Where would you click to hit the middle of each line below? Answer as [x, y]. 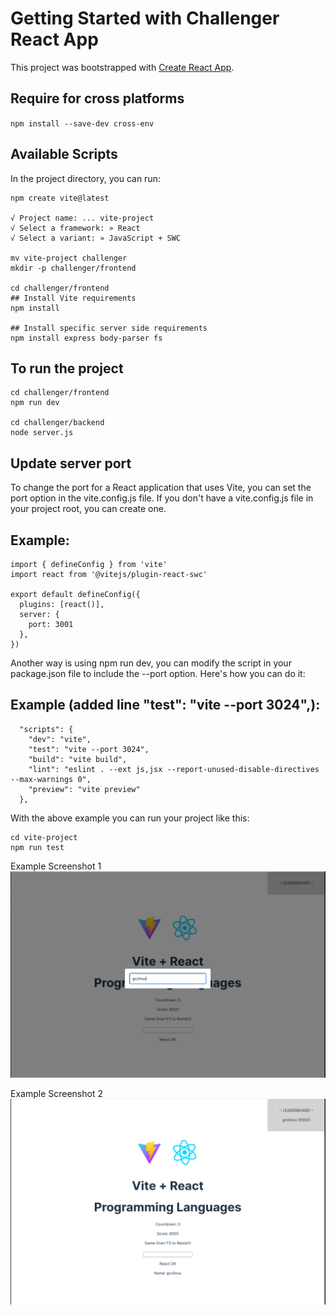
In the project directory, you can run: [85, 178]
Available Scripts [64, 154]
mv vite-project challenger [69, 258]
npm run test [37, 847]
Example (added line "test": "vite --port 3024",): [165, 705]
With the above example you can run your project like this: [130, 818]
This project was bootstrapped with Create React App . [122, 67]
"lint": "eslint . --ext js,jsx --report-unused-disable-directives [174, 769]
